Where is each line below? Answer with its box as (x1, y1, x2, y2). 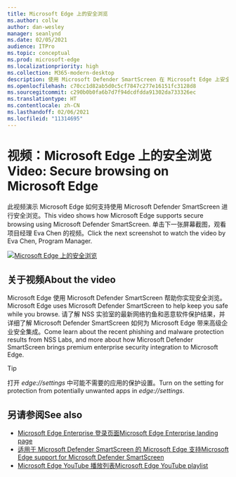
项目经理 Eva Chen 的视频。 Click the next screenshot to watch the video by (7, 228, 226, 237)
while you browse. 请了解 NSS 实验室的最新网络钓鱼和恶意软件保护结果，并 (7, 310, 225, 318)
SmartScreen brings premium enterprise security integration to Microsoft (7, 343, 218, 352)
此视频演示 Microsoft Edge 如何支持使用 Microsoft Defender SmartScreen (7, 202, 220, 211)
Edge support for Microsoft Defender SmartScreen (17, 453, 164, 461)
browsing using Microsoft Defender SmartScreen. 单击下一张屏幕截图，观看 (7, 220, 227, 228)
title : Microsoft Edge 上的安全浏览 (7, 10, 108, 18)
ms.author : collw (7, 17, 58, 24)
